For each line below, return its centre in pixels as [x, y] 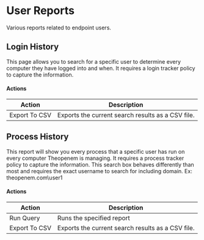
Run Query [25, 218]
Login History [33, 47]
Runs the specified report [93, 218]
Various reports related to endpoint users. [59, 28]
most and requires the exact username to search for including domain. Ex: [99, 171]
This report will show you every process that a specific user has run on [96, 151]
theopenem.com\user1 [35, 178]
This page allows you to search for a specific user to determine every [94, 61]
